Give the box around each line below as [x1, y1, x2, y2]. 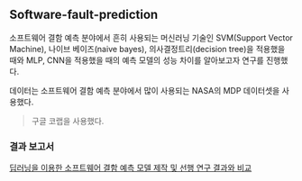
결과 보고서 [9, 140, 55, 152]
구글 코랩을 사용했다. [31, 115, 105, 126]
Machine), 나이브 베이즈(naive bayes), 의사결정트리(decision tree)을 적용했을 [9, 43, 286, 54]
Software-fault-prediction [9, 7, 159, 23]
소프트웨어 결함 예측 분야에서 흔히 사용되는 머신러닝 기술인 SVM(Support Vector [9, 32, 293, 43]
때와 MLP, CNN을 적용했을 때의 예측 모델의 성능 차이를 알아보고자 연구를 [9, 54, 264, 66]
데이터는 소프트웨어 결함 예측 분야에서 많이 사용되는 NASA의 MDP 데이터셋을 [9, 85, 280, 95]
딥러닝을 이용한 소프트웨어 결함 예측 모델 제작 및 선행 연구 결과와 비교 [9, 162, 252, 174]
